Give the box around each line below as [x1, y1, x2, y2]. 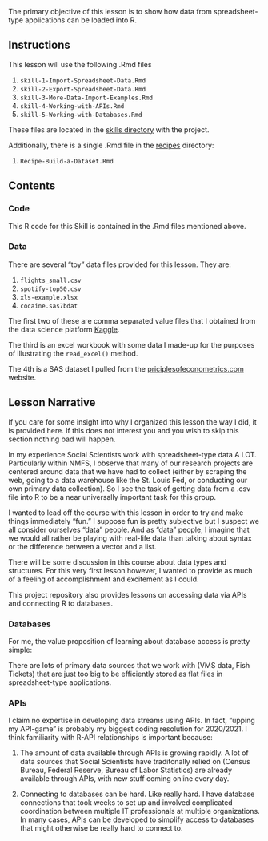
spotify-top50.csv [19, 284, 82, 293]
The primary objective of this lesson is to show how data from [8, 7, 212, 16]
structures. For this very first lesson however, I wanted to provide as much [8, 565, 254, 575]
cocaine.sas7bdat [19, 302, 78, 310]
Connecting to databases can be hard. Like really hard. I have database [19, 789, 255, 799]
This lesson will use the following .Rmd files [8, 59, 152, 69]
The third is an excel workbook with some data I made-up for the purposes [8, 340, 255, 349]
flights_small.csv [19, 276, 82, 284]
